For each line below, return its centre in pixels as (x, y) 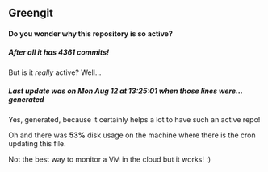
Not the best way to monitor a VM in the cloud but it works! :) (110, 159)
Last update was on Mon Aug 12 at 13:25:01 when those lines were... (126, 91)
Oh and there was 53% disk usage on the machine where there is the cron (132, 135)
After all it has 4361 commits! (59, 52)
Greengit (31, 13)
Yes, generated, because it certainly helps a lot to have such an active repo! (134, 119)
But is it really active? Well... (55, 72)
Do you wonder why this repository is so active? (91, 33)
